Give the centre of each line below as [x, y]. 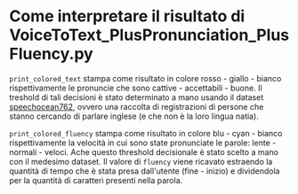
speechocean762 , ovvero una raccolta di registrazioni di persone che [137, 106]
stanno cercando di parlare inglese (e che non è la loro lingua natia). [134, 116]
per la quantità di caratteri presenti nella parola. [96, 180]
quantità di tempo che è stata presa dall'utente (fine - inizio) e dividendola [145, 171]
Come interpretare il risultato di [127, 16]
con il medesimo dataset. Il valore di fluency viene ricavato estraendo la [141, 161]
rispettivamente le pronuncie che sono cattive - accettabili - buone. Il [136, 88]
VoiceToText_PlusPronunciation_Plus [149, 35]
